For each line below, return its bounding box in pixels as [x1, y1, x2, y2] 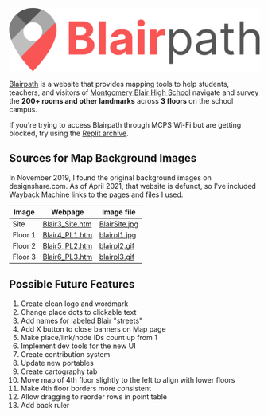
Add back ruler [20, 400, 70, 410]
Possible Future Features [9, 277, 135, 291]
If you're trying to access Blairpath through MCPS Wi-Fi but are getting [9, 120, 242, 129]
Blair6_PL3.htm [42, 252, 93, 262]
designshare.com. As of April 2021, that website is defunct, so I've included [9, 181, 257, 190]
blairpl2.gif [99, 241, 135, 251]
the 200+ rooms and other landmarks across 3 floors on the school [9, 96, 234, 105]
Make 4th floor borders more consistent [20, 383, 152, 393]
